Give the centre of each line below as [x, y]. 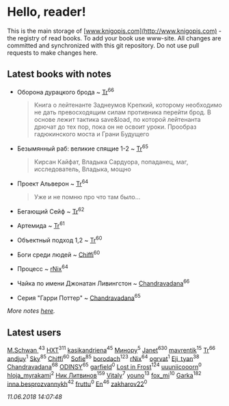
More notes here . [31, 311]
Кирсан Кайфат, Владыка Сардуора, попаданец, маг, [111, 162]
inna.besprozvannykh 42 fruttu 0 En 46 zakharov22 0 [77, 383]
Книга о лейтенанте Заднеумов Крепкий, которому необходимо [128, 105]
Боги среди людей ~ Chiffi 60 [58, 254]
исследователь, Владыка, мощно [82, 169]
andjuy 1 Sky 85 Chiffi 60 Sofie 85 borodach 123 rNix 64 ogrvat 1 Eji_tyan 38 [103, 358]
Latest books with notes [59, 74]
